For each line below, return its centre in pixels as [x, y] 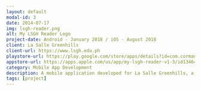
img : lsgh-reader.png [33, 28]
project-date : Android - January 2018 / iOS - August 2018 [81, 40]
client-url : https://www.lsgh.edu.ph [53, 51]
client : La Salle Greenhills [42, 45]
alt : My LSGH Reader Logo [38, 34]
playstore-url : [25, 56]
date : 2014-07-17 [28, 23]
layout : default [26, 12]
